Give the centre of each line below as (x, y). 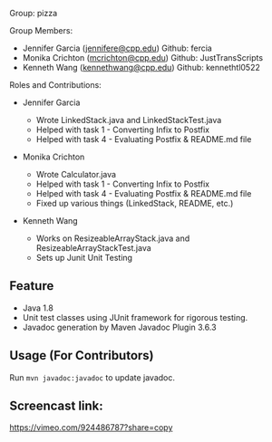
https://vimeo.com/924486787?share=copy (91, 428)
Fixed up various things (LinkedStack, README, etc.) (135, 203)
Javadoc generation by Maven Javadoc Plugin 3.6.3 (119, 327)
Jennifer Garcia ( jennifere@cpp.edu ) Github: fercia (117, 48)
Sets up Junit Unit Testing (84, 258)
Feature (32, 286)
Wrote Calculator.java (76, 174)
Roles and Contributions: (55, 85)
